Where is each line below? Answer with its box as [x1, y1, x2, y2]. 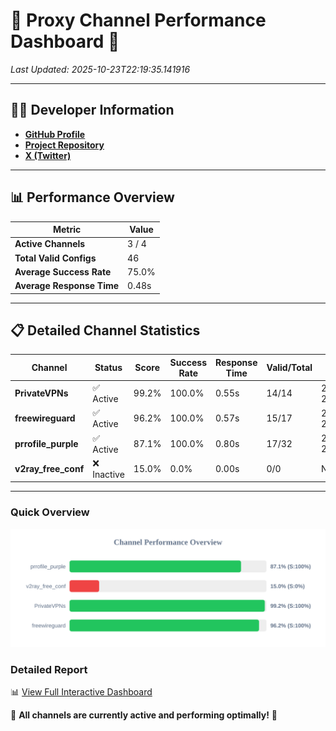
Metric [52, 224, 82, 236]
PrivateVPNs [14, 387, 69, 399]
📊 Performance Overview [10, 189, 175, 206]
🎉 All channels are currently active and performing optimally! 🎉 [10, 709, 278, 721]
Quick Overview [10, 505, 90, 519]
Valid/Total [266, 362, 313, 374]
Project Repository [24, 139, 105, 151]
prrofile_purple [14, 437, 79, 449]
